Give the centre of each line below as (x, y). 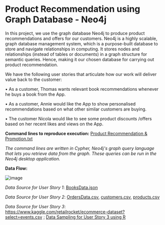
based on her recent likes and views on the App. (54, 124)
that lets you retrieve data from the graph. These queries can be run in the (81, 153)
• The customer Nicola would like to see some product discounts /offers (79, 118)
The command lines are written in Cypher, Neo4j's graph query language (80, 148)
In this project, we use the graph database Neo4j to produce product (75, 33)
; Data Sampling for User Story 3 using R (84, 217)
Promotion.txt (19, 139)
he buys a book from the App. (35, 94)
